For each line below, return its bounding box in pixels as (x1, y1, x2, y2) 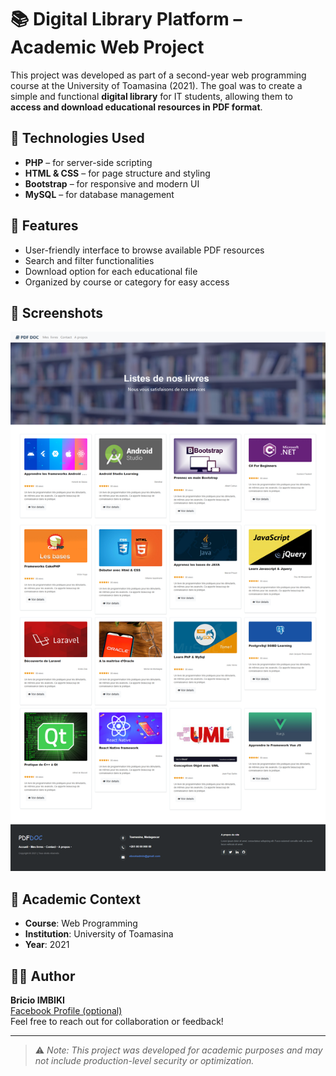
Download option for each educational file (24, 265, 198, 277)
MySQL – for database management (24, 188, 175, 200)
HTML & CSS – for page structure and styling (24, 167, 211, 179)
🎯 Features (10, 217, 79, 235)
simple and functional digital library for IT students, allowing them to (10, 90, 293, 102)
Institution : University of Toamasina (24, 928, 174, 940)
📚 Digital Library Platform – (10, 8, 243, 31)
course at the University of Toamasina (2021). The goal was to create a (10, 79, 303, 91)
